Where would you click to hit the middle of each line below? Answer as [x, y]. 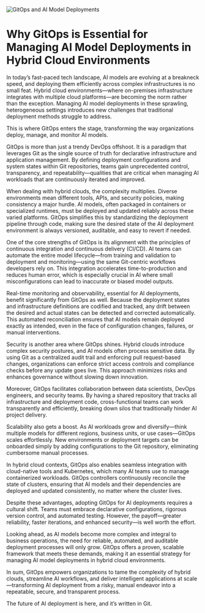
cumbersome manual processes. [48, 453]
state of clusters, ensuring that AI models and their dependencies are [94, 484]
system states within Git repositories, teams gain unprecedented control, [98, 166]
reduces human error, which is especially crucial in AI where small [90, 275]
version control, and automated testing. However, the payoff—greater [94, 515]
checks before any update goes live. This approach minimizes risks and [97, 370]
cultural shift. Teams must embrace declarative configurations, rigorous [96, 509]
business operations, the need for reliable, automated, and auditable [92, 541]
